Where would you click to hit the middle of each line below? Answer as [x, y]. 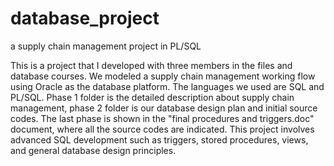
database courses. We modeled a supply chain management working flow [163, 76]
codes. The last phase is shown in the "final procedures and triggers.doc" [162, 118]
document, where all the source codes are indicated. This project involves [162, 129]
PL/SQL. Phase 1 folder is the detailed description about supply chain [152, 97]
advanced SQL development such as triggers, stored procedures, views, [159, 139]
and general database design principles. [93, 150]
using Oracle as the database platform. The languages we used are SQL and [167, 86]
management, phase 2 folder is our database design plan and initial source [164, 108]
